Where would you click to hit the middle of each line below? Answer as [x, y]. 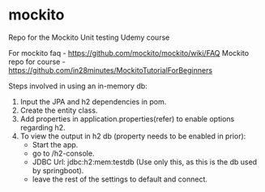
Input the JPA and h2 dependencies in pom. [93, 101]
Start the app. [55, 144]
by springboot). [58, 170]
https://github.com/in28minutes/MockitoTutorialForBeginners [111, 70]
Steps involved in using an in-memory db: [78, 86]
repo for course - [37, 62]
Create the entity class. [59, 110]
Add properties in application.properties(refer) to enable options [127, 118]
